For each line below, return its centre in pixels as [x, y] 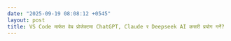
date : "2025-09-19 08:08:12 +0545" [59, 14]
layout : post [26, 20]
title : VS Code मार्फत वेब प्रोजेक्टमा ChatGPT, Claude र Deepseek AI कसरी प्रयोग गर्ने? [116, 26]
